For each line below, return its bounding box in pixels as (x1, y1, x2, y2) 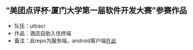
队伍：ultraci (14, 22, 45, 29)
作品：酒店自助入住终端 (14, 29, 71, 36)
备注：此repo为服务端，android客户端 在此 (14, 37, 117, 44)
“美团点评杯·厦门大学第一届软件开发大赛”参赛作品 (5, 5, 187, 16)
